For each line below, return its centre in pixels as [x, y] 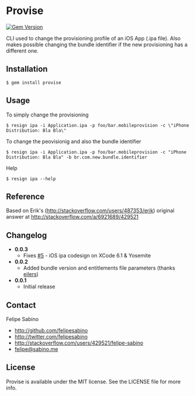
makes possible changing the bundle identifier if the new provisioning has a [97, 44]
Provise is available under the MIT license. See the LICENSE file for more [93, 381]
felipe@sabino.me [36, 349]
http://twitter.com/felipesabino [51, 337]
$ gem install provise [34, 82]
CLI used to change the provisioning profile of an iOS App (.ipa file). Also [93, 38]
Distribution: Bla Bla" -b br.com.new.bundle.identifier [77, 157]
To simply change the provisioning [47, 115]
